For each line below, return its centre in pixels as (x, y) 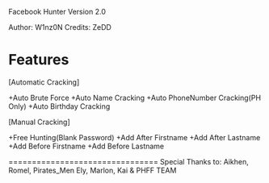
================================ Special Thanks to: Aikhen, (128, 161)
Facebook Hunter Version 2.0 (57, 12)
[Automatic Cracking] (44, 82)
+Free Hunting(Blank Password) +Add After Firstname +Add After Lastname (134, 137)
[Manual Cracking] (39, 122)
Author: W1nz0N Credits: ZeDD (60, 27)
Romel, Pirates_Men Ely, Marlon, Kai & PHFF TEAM (92, 170)
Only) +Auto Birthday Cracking (59, 106)
